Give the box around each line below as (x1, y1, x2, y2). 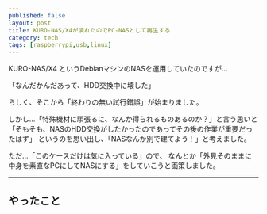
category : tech (8, 33, 59, 42)
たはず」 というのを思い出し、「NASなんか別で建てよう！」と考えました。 (8, 134, 252, 143)
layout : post (8, 19, 52, 27)
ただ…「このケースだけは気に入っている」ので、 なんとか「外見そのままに (8, 151, 253, 161)
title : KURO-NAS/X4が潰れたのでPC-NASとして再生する (8, 26, 171, 34)
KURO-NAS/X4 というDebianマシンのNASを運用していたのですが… (8, 64, 228, 74)
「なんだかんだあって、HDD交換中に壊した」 (8, 81, 156, 90)
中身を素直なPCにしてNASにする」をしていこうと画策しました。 (8, 161, 220, 170)
